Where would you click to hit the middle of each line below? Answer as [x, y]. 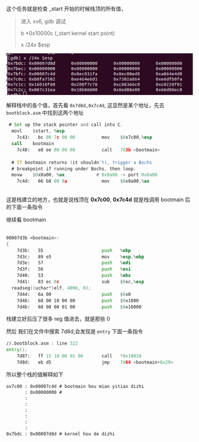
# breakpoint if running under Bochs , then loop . [74, 169]
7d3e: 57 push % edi [74, 263]
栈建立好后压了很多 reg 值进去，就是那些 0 [58, 319]
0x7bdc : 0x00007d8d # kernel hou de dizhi [61, 434]
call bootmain [33, 144]
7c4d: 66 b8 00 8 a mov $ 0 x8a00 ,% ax [83, 181]
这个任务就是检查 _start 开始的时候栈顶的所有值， [66, 9]
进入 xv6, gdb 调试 [43, 21]
